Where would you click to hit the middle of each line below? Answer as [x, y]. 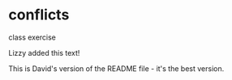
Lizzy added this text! [44, 53]
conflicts [39, 15]
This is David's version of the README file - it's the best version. [116, 68]
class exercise [32, 37]
